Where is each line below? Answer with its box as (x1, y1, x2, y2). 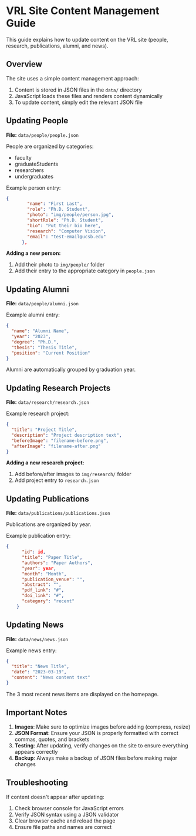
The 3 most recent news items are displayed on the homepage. (6, 690, 159, 697)
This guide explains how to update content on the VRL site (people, (6, 36, 168, 43)
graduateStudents (14, 160, 59, 167)
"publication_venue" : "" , (21, 577, 85, 582)
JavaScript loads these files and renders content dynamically (14, 92, 163, 99)
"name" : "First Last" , (27, 201, 83, 207)
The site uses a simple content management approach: (6, 75, 139, 82)
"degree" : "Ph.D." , (11, 339, 59, 345)
